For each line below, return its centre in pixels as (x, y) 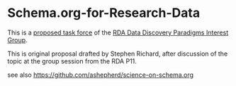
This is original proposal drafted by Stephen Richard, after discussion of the (118, 54)
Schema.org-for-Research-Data (104, 13)
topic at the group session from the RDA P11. (72, 61)
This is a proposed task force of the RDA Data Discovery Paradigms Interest (118, 32)
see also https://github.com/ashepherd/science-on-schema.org (100, 75)
